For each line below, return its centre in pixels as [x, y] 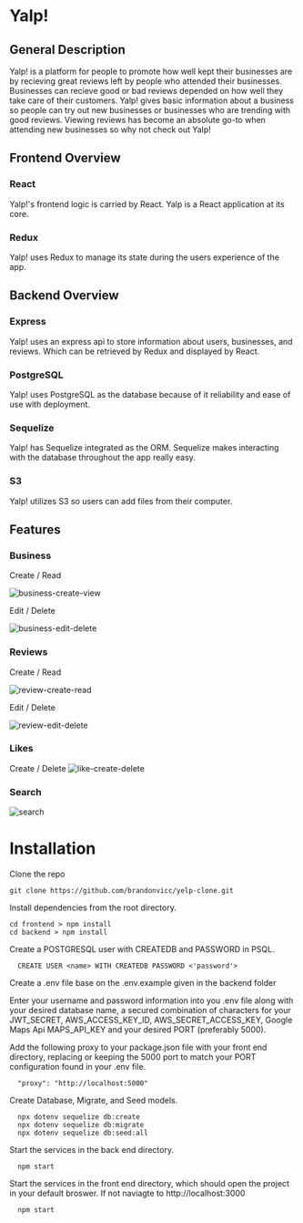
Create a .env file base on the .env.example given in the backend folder [143, 983]
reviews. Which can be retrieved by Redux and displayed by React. [135, 351]
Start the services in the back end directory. [92, 1150]
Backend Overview [65, 296]
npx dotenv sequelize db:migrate [81, 1125]
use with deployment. [50, 404]
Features [35, 529]
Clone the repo [37, 874]
